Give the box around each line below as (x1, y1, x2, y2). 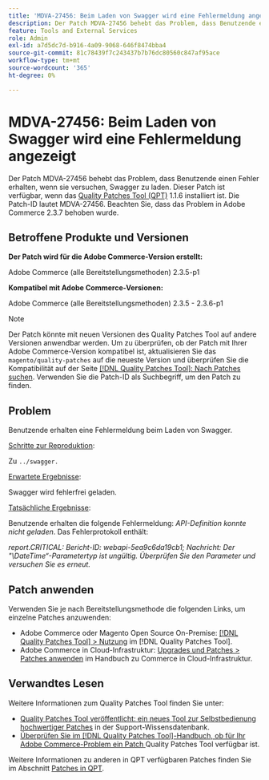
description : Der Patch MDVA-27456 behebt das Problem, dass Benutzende (8, 19, 256, 27)
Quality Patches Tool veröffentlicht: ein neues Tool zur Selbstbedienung (19, 713, 256, 723)
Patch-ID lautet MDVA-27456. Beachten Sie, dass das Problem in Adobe (8, 199, 246, 208)
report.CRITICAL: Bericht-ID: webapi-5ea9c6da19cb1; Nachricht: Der (8, 543, 235, 552)
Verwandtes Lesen (8, 677, 104, 690)
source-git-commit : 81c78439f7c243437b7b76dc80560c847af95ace (8, 49, 220, 57)
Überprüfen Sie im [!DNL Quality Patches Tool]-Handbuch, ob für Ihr (19, 730, 246, 740)
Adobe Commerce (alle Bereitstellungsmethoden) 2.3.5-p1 (8, 268, 200, 277)
